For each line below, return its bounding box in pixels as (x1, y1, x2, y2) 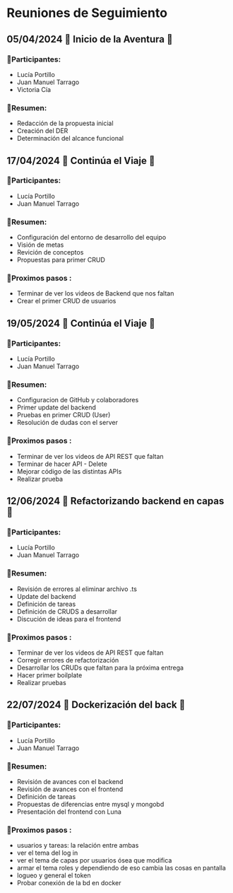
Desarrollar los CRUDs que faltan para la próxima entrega (16, 663, 184, 672)
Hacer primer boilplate (16, 671, 83, 679)
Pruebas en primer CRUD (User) (16, 411, 111, 419)
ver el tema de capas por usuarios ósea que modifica (16, 856, 172, 865)
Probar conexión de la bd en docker (16, 879, 121, 887)
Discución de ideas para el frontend (16, 614, 121, 623)
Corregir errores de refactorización (16, 656, 119, 665)
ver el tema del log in (16, 848, 78, 857)
